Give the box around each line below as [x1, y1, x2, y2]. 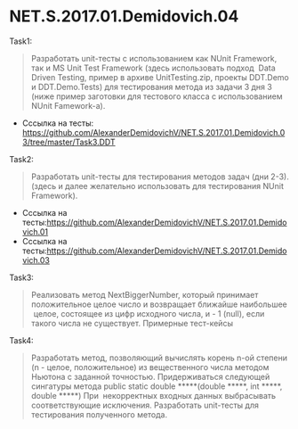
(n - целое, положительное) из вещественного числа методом [30, 361, 270, 372]
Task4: [9, 334, 34, 345]
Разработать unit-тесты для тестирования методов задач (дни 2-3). [30, 171, 289, 182]
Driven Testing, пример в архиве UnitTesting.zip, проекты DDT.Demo [30, 71, 289, 82]
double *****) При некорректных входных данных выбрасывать [30, 390, 277, 400]
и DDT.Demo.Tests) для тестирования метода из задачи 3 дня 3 [30, 81, 273, 92]
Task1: [9, 36, 33, 46]
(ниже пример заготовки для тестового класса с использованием [30, 91, 283, 102]
